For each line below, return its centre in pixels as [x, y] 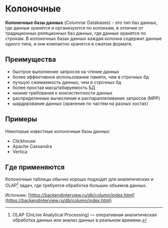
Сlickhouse [24, 141]
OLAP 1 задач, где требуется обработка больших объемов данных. [76, 185]
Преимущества [31, 60]
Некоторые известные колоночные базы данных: [58, 131]
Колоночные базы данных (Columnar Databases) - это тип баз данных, [81, 22]
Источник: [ [17, 195]
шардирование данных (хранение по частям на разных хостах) [80, 103]
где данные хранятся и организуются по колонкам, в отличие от [74, 27]
